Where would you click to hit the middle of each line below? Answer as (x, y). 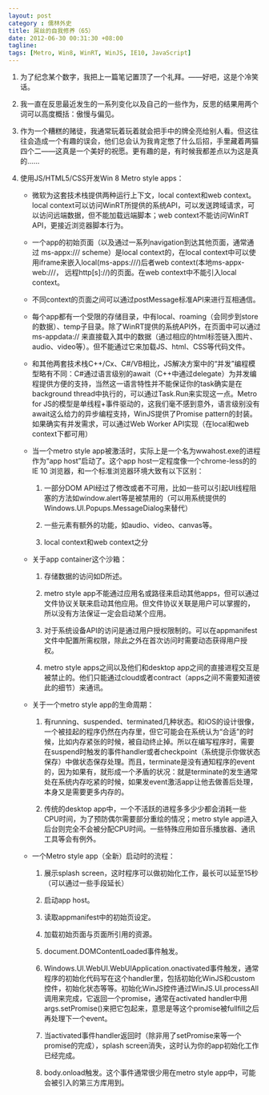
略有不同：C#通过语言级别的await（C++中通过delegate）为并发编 (148, 373)
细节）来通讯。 (83, 687)
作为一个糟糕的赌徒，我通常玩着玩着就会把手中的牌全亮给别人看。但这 (136, 131)
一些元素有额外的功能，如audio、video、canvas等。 (130, 525)
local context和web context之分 (96, 542)
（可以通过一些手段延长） (86, 883)
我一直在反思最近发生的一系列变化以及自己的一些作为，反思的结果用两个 (139, 104)
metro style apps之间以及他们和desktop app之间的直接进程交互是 (152, 667)
